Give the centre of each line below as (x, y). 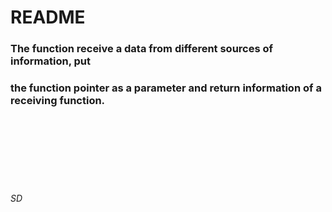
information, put (50, 61)
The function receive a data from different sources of (142, 49)
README (48, 17)
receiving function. (58, 101)
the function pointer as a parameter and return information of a (166, 88)
